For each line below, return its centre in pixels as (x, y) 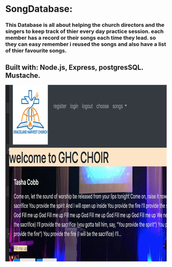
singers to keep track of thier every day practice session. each (84, 31)
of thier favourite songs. (36, 51)
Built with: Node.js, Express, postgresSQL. (74, 67)
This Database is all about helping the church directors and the (85, 25)
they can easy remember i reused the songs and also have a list (86, 44)
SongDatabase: (39, 9)
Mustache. (23, 75)
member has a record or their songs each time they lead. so (81, 38)
